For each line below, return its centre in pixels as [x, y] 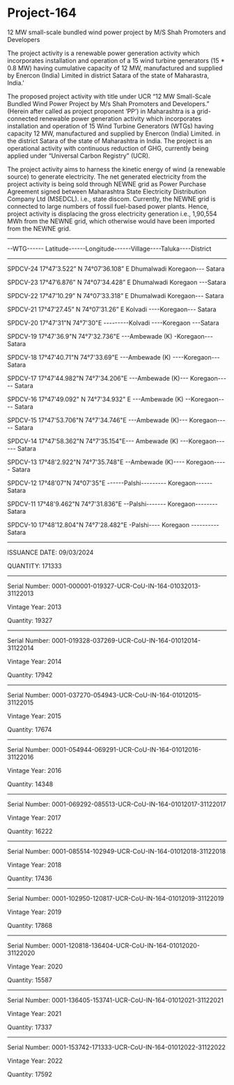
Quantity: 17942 [30, 674]
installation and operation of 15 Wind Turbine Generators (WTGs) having [110, 126]
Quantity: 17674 [30, 729]
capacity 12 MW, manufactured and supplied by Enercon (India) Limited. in [114, 133]
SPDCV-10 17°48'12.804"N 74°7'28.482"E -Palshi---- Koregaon [99, 524]
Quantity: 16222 [30, 831]
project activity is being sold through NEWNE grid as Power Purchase [107, 184]
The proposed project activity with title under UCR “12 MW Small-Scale [109, 96]
